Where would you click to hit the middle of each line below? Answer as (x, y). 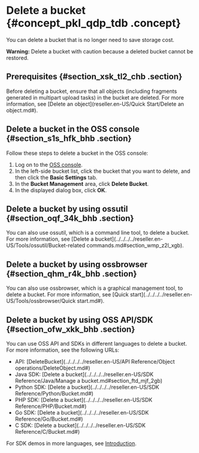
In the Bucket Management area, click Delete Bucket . (82, 184)
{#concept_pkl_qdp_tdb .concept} (94, 23)
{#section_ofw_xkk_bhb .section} (71, 329)
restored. (17, 58)
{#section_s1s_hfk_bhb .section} (69, 139)
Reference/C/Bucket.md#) (47, 432)
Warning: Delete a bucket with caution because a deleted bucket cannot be (100, 51)
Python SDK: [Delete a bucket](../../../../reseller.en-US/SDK (87, 387)
